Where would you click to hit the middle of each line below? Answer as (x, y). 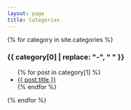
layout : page (26, 13)
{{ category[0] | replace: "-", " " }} (66, 57)
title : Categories (33, 20)
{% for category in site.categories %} (60, 39)
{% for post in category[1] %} (59, 72)
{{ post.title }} (37, 79)
